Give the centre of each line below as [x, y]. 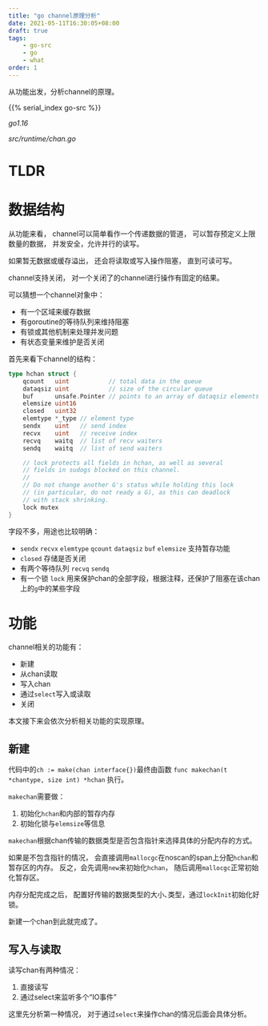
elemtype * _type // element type [78, 419]
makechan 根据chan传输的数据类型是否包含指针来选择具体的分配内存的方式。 [132, 840]
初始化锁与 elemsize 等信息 [62, 824]
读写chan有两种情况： [45, 970]
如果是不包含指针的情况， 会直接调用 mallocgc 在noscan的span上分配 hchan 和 [133, 858]
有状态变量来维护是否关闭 [62, 342]
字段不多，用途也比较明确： [54, 531]
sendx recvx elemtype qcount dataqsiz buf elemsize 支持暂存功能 [125, 548]
